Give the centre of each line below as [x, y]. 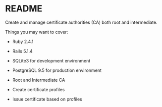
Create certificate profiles [39, 89]
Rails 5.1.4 [23, 51]
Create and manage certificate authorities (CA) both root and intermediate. [81, 22]
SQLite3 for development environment [51, 60]
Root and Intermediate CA [39, 80]
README [24, 9]
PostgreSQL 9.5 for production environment [57, 70]
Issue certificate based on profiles [47, 99]
